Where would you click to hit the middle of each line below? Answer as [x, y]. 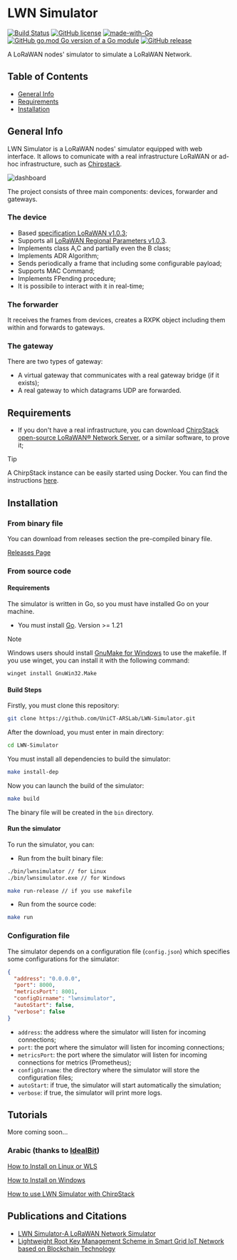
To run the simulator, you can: [51, 844]
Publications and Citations [67, 1216]
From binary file [35, 523]
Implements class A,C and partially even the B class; [94, 248]
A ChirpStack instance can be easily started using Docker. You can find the [117, 473]
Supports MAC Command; [56, 271]
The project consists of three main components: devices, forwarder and [113, 191]
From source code [39, 570]
